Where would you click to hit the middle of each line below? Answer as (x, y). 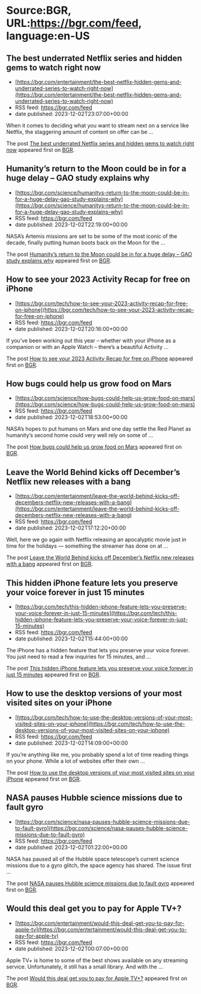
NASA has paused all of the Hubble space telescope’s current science (93, 859)
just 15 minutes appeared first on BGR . (53, 675)
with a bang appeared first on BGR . (49, 564)
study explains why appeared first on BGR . (59, 260)
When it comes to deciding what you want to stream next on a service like (97, 126)
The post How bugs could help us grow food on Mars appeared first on (94, 447)
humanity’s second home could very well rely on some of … (80, 435)
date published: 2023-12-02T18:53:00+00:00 (71, 417)
